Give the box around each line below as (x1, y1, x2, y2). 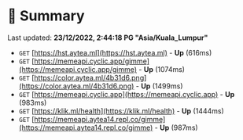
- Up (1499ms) (135, 81, 183, 91)
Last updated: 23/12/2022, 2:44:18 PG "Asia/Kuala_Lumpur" (7, 33, 208, 42)
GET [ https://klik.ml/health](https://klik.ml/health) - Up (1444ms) (18, 106, 225, 116)
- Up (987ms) (154, 123, 198, 132)
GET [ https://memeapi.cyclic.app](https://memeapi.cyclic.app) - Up (18, 89, 235, 99)
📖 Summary (7, 7, 85, 25)
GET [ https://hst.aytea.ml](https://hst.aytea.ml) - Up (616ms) (18, 48, 212, 57)
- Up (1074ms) (138, 64, 186, 74)
